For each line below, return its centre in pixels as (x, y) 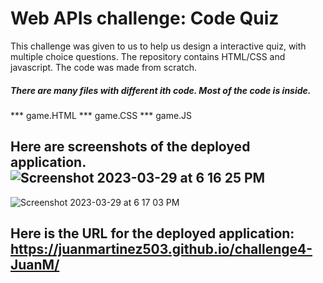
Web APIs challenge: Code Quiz (145, 18)
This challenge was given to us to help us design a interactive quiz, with (158, 46)
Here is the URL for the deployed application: (152, 233)
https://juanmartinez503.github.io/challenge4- (161, 249)
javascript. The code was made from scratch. (104, 67)
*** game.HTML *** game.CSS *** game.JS (101, 115)
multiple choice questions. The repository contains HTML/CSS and (148, 56)
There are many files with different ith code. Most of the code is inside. (161, 90)
